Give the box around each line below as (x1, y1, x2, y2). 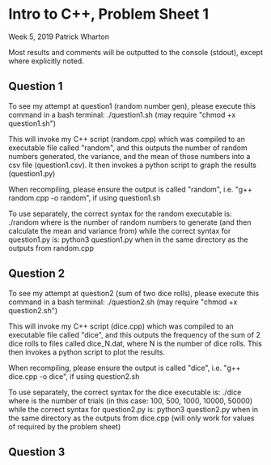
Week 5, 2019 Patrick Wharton (8, 32, 109, 41)
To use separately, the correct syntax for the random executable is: (8, 209, 232, 218)
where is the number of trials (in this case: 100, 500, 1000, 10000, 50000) (8, 395, 253, 406)
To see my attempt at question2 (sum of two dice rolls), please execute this (8, 288, 260, 298)
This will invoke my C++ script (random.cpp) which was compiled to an (8, 134, 245, 144)
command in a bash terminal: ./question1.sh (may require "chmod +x (8, 110, 236, 119)
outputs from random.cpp (8, 243, 95, 252)
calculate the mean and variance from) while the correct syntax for (8, 226, 231, 235)
